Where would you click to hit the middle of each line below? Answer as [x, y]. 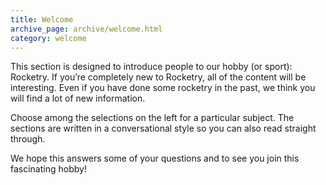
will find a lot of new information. [78, 98]
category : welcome [48, 38]
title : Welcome [42, 19]
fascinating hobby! [48, 169]
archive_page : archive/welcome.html [86, 29]
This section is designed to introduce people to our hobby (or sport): [151, 67]
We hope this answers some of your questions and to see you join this [155, 158]
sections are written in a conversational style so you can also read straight [163, 128]
